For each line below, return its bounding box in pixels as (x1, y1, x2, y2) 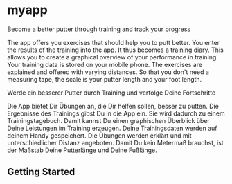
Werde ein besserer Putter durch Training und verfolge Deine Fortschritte (7, 89, 216, 97)
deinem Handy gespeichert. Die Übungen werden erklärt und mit (7, 131, 192, 140)
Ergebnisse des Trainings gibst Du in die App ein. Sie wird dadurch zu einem (7, 109, 225, 118)
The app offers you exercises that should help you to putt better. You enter (7, 38, 220, 46)
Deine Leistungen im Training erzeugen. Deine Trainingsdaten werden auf (7, 124, 217, 132)
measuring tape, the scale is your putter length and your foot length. (7, 75, 202, 83)
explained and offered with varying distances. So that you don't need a (7, 68, 210, 76)
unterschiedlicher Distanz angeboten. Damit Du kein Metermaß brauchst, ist (7, 138, 224, 147)
